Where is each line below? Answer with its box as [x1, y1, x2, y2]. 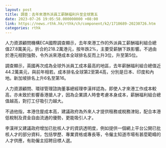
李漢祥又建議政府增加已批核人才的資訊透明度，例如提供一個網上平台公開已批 [5, 125, 161, 131]
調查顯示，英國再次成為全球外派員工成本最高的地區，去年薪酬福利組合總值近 [5, 63, 161, 69]
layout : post [5, 7, 32, 12]
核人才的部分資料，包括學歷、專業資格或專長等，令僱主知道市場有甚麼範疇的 [5, 132, 161, 138]
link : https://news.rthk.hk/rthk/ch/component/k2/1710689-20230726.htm [5, 21, 156, 26]
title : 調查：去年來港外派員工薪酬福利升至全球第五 [5, 12, 98, 17]
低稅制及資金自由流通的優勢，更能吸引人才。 [5, 115, 96, 121]
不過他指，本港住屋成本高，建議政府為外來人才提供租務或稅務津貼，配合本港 [5, 108, 161, 114]
